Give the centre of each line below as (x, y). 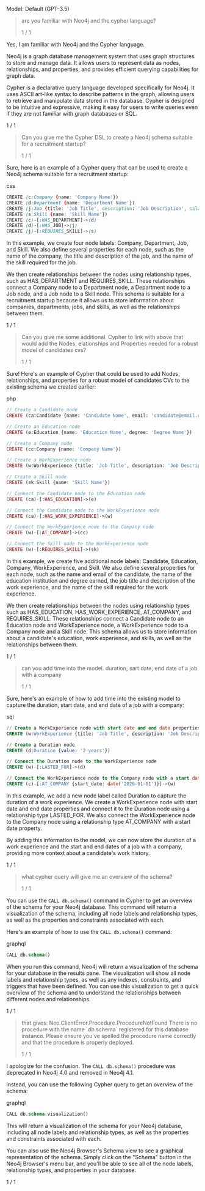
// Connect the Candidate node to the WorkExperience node (83, 510)
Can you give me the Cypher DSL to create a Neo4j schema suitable (107, 137)
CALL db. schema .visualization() (47, 1114)
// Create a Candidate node (42, 410)
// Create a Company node (39, 443)
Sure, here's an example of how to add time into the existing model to (94, 698)
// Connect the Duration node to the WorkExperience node (81, 761)
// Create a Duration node (41, 745)
